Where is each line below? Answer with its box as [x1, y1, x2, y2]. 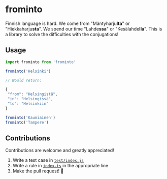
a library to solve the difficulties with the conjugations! [5, 31, 119, 37]
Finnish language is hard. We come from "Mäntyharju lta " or [5, 20, 130, 26]
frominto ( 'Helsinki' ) [5, 69, 51, 74]
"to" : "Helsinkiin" [7, 101, 49, 106]
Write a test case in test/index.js [12, 157, 84, 163]
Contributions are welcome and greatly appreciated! [5, 147, 114, 154]
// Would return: [5, 78, 42, 83]
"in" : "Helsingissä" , [7, 97, 53, 102]
